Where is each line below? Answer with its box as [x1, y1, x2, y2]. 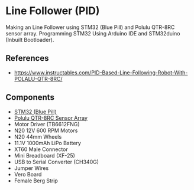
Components [5, 93, 54, 103]
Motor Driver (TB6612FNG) [14, 120, 80, 127]
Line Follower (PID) [5, 4, 100, 18]
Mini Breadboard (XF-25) [14, 152, 75, 159]
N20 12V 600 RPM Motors [14, 127, 78, 134]
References [5, 53, 49, 63]
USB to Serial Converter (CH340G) [14, 158, 99, 165]
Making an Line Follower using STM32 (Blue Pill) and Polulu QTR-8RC [5, 24, 175, 31]
